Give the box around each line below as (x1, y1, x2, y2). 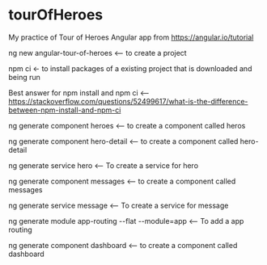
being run (8, 72, 40, 82)
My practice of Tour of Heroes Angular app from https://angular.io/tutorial (8, 32, 254, 42)
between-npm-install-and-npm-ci (8, 105, 121, 115)
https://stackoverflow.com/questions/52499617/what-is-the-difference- (8, 96, 248, 106)
